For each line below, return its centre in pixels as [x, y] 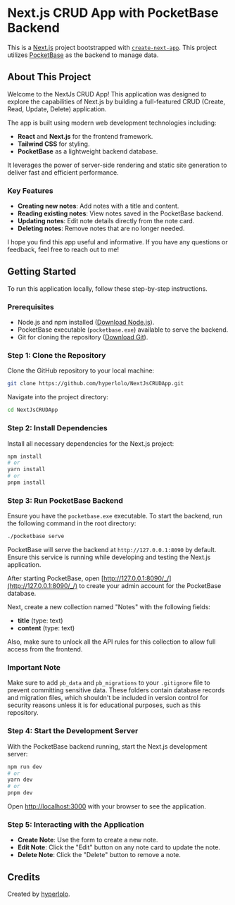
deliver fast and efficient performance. [63, 172]
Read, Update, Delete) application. [57, 109]
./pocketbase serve [36, 537]
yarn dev [20, 780]
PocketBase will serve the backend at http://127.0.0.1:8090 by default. [112, 550]
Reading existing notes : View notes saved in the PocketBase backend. [120, 213]
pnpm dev [20, 793]
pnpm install [26, 482]
